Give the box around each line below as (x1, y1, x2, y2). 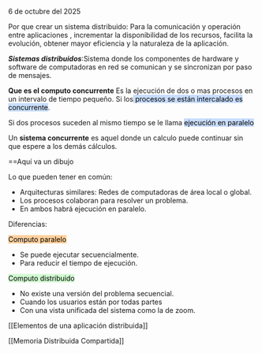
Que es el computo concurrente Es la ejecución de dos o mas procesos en (8, 86, 253, 95)
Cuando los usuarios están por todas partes (19, 297, 163, 307)
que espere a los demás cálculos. (8, 142, 118, 150)
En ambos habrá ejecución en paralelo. (19, 204, 148, 214)
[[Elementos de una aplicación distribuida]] (8, 321, 148, 330)
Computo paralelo (8, 235, 67, 243)
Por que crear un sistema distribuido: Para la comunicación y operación (8, 22, 241, 31)
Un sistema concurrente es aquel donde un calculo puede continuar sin (8, 133, 244, 143)
